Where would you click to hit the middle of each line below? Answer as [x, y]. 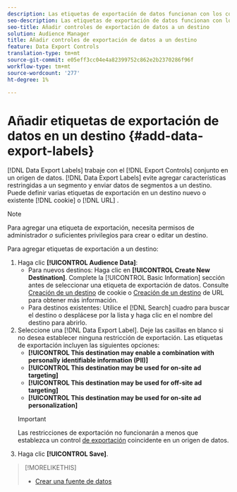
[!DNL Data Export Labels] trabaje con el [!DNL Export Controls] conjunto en [118, 170]
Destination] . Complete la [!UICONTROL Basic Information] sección [127, 278]
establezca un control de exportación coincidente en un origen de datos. [123, 440]
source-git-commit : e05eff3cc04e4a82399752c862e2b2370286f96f [101, 60]
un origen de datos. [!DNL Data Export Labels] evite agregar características [117, 178]
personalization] [53, 405]
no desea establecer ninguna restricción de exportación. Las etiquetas [120, 338]
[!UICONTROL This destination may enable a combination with [121, 353]
